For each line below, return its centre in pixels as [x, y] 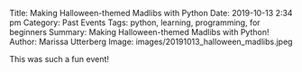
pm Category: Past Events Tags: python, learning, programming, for [135, 22]
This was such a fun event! [59, 59]
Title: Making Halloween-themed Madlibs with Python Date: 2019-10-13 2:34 [151, 13]
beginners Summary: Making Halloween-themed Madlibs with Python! [139, 32]
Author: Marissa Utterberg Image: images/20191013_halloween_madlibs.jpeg [151, 41]
